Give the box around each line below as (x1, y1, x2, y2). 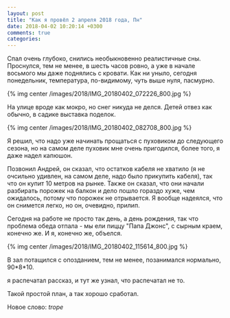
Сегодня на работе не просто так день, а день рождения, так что (7, 214, 199, 223)
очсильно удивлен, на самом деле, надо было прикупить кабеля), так (7, 172, 213, 181)
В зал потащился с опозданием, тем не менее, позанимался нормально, (7, 255, 222, 264)
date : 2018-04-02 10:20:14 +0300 (7, 23, 103, 30)
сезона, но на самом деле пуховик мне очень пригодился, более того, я (7, 144, 220, 152)
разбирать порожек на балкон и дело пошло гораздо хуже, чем (7, 187, 196, 195)
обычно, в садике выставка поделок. (7, 111, 116, 119)
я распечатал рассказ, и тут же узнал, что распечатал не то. (7, 276, 185, 285)
